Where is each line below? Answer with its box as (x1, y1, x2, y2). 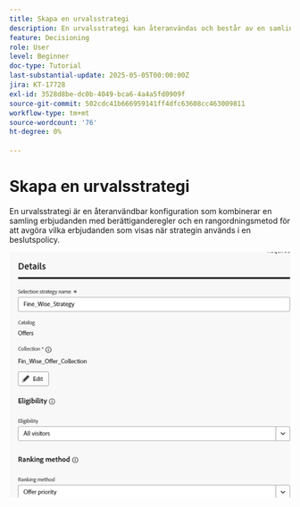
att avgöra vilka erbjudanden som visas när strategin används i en (9, 224, 252, 236)
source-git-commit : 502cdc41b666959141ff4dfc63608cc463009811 (9, 99, 246, 108)
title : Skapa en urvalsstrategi (9, 14, 129, 23)
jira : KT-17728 (9, 80, 66, 89)
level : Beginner (9, 52, 70, 62)
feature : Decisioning (9, 33, 90, 42)
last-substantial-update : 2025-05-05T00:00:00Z (9, 71, 190, 80)
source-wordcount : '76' (9, 118, 98, 127)
